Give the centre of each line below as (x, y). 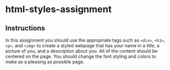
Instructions (25, 28)
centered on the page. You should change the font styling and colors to (81, 56)
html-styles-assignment (59, 9)
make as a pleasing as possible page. (45, 62)
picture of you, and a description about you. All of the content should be (81, 51)
